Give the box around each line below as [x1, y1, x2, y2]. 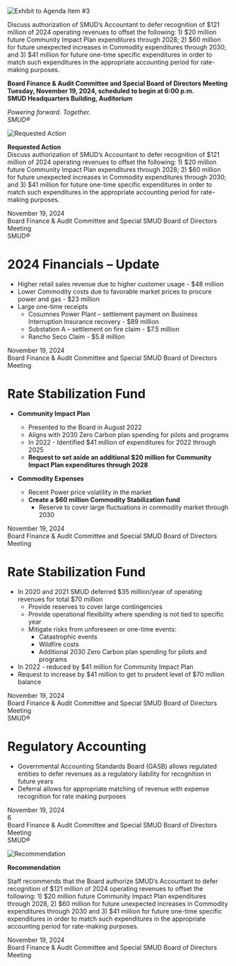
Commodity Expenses [17, 474, 85, 482]
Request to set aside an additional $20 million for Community [28, 453, 212, 461]
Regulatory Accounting [7, 739, 147, 755]
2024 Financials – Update [7, 257, 160, 272]
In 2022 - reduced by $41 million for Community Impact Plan [17, 662, 194, 671]
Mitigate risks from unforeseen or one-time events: [28, 624, 177, 633]
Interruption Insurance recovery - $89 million [28, 317, 160, 325]
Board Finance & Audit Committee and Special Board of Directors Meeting [7, 79, 228, 88]
